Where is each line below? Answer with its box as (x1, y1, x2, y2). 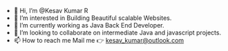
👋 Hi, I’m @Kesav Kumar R (13, 7, 88, 14)
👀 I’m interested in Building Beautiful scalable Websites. (13, 14, 172, 22)
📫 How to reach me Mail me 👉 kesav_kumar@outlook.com (13, 37, 184, 44)
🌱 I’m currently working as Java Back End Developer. (13, 21, 164, 29)
